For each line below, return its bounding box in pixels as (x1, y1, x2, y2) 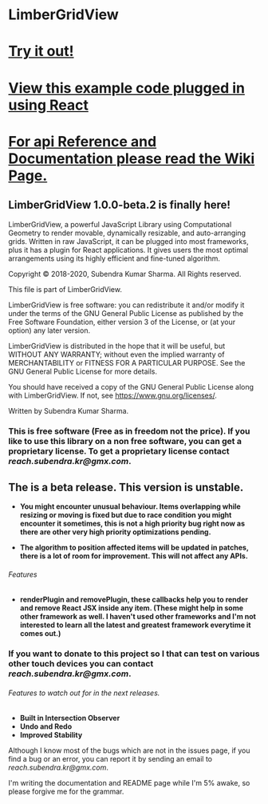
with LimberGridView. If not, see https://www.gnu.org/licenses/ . (8, 390, 217, 400)
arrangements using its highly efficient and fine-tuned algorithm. (8, 254, 221, 263)
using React (8, 96, 89, 114)
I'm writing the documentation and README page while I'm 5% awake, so (8, 778, 250, 787)
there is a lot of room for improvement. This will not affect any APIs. (19, 551, 249, 561)
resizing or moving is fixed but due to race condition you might (19, 510, 232, 520)
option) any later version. (8, 326, 90, 335)
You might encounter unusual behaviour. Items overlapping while (19, 502, 241, 511)
